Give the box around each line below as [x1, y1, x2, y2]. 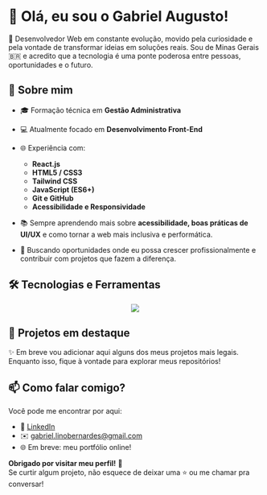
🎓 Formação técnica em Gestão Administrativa [19, 105, 182, 115]
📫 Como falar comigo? [8, 381, 126, 394]
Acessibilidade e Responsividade [31, 201, 146, 212]
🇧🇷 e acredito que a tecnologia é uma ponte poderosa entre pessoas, [8, 51, 241, 60]
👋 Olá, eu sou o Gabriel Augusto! [8, 7, 229, 26]
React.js [31, 159, 60, 168]
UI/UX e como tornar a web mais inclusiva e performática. [19, 229, 213, 239]
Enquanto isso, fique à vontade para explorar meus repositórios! [8, 357, 221, 366]
